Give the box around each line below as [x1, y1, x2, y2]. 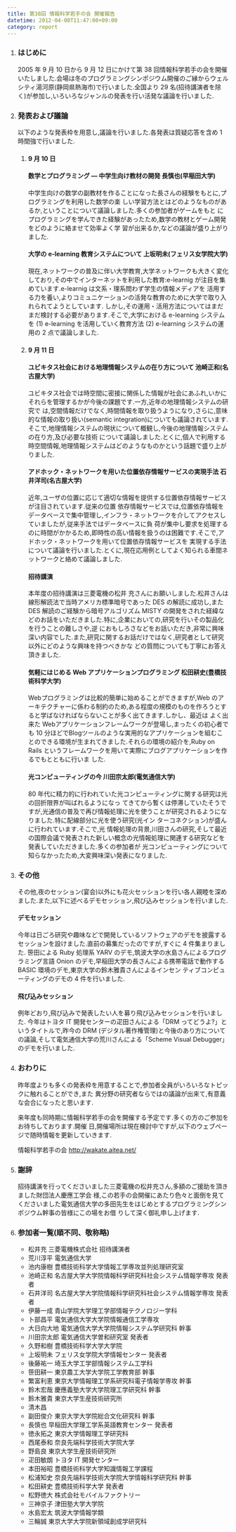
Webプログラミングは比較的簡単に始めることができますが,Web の [27, 693, 218, 702]
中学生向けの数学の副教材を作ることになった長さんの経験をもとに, [27, 188, 221, 197]
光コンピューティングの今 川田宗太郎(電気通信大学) [27, 772, 176, 780]
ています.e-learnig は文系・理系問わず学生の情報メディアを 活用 [34, 284, 220, 292]
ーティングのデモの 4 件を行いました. [17, 974, 125, 983]
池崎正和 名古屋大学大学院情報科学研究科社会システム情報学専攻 [27, 1271, 215, 1280]
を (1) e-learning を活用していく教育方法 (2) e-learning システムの [27, 319, 218, 327]
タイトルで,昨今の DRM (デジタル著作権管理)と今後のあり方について [29, 1026, 226, 1035]
